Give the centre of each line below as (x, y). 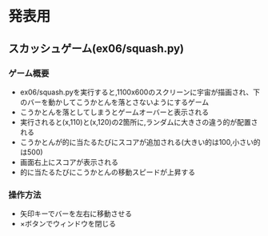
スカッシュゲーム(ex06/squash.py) (96, 48)
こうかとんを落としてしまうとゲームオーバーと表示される (114, 112)
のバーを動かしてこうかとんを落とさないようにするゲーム (114, 102)
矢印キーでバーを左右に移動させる (76, 214)
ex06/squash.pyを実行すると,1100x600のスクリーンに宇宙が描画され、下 (140, 92)
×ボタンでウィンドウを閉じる (68, 224)
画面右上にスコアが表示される (69, 162)
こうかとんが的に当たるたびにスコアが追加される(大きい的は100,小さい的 (140, 142)
